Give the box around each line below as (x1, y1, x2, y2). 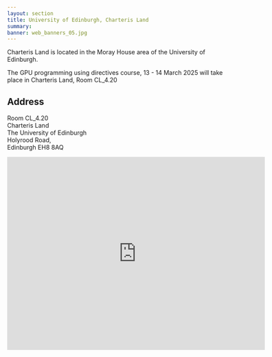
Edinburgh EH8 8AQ (7, 143, 64, 152)
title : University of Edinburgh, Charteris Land (7, 16, 149, 23)
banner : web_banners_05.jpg (7, 29, 88, 36)
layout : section (7, 10, 54, 17)
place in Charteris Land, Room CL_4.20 (7, 76, 118, 84)
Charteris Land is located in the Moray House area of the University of (7, 48, 206, 56)
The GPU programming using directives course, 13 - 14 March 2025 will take (7, 69, 223, 77)
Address (7, 95, 45, 107)
